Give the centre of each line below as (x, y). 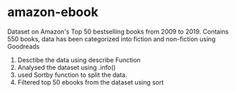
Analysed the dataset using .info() (67, 67)
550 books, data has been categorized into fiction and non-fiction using (112, 38)
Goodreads (24, 46)
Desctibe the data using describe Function (79, 59)
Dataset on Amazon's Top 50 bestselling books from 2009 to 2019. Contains (118, 31)
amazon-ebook (53, 12)
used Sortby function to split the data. (72, 75)
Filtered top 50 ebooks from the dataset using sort (91, 82)
